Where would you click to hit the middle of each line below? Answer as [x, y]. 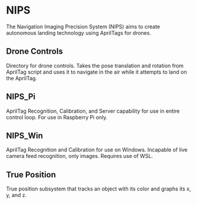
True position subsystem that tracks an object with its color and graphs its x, [98, 189]
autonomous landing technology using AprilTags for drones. [79, 32]
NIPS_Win [24, 135]
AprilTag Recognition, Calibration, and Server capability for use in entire [93, 111]
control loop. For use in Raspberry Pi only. [57, 117]
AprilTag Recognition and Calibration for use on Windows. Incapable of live [97, 150]
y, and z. [16, 195]
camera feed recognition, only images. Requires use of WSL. [79, 156]
